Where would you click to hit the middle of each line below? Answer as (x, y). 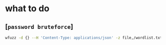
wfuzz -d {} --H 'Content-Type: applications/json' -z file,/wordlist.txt (84, 38)
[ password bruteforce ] (39, 27)
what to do (27, 9)
